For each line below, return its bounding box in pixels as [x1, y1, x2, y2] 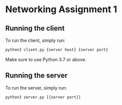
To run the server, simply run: [5, 85, 67, 91]
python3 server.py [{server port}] [5, 94, 81, 100]
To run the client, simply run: [5, 37, 65, 43]
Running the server [5, 71, 68, 80]
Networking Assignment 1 [5, 4, 117, 15]
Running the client [5, 24, 65, 33]
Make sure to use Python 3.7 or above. [5, 56, 87, 62]
